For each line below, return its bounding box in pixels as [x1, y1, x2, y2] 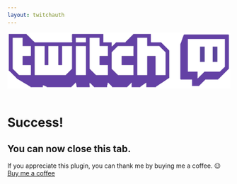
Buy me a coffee [7, 169, 55, 177]
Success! [7, 115, 64, 131]
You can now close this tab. [7, 142, 131, 155]
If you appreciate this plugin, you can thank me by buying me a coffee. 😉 [7, 161, 221, 170]
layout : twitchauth [7, 11, 65, 18]
